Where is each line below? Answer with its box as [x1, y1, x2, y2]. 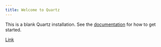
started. [5, 26, 22, 33]
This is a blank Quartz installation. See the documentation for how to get [5, 21, 156, 27]
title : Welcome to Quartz [5, 7, 60, 13]
